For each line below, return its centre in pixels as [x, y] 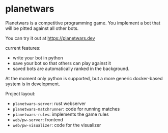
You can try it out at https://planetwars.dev [50, 38]
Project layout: [20, 93]
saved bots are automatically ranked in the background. [71, 69]
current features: [23, 48]
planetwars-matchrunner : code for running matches [66, 109]
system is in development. [33, 84]
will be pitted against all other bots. [42, 28]
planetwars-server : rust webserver [49, 103]
